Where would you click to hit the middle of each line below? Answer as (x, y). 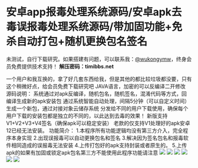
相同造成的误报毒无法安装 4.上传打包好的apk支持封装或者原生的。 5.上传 (99, 145)
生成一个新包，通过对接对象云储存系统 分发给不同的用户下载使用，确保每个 (97, 108)
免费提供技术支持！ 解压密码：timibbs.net (62, 66)
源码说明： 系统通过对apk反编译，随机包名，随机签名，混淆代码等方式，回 (97, 93)
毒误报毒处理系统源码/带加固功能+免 (94, 27)
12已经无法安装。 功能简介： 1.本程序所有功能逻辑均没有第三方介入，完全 (95, 130)
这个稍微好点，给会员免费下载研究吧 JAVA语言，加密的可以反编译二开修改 (96, 86)
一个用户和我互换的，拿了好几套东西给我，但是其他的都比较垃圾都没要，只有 (99, 79)
